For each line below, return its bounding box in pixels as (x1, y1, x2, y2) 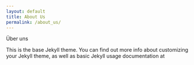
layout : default (6, 8, 45, 15)
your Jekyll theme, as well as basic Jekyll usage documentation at (6, 53, 165, 60)
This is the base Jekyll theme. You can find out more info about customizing (6, 46, 188, 53)
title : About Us (6, 14, 45, 20)
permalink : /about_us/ (6, 19, 61, 25)
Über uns (6, 35, 29, 42)
